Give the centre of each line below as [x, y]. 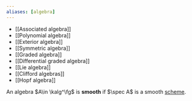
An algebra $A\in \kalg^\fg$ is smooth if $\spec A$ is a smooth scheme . [96, 91]
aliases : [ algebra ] [31, 12]
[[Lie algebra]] [33, 67]
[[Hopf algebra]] [35, 80]
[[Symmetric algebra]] [43, 48]
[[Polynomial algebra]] [43, 35]
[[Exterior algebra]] [39, 41]
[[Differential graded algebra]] [52, 61]
